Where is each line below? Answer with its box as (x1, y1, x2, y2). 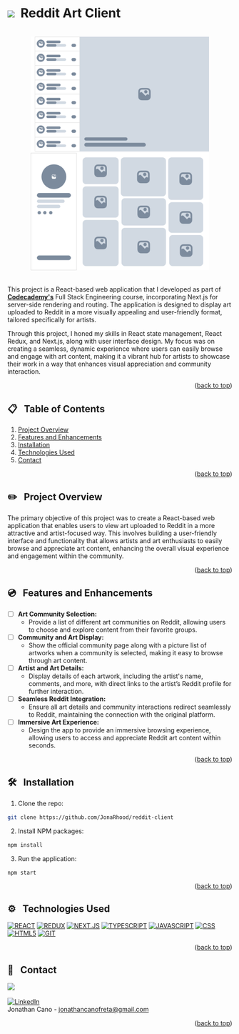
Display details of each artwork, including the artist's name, (28, 672, 203, 680)
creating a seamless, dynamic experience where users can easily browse (7, 344, 223, 353)
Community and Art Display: (17, 632, 104, 641)
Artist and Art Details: (17, 663, 84, 672)
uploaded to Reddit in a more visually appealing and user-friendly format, (7, 308, 223, 317)
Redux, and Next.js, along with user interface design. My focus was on (7, 337, 215, 346)
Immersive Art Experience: (17, 717, 100, 726)
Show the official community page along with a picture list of (28, 641, 207, 650)
